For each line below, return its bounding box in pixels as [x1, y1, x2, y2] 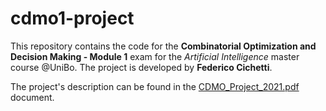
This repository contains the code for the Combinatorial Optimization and [10, 40, 317, 52]
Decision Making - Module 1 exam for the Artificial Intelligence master [10, 50, 300, 62]
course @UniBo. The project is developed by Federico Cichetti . [10, 61, 273, 73]
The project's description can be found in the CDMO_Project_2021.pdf [10, 80, 300, 92]
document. [10, 91, 55, 103]
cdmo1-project [10, 7, 135, 30]
